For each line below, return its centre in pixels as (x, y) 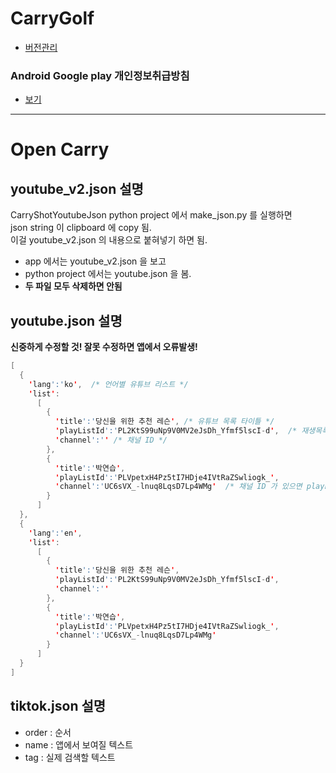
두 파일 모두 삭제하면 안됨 (73, 286)
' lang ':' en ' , (55, 533)
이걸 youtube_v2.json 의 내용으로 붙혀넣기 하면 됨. (109, 240)
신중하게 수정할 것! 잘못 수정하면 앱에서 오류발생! (104, 347)
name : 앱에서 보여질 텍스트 (79, 744)
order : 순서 (48, 732)
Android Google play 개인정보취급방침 (100, 75)
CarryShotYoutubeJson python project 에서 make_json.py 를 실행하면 (151, 215)
